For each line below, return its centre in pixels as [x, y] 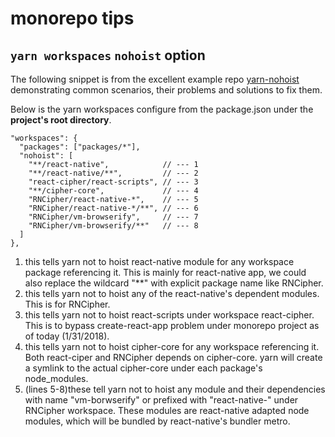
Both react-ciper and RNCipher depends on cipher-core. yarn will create [173, 357]
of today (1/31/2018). [67, 336]
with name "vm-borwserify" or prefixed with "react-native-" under [161, 400]
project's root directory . [61, 120]
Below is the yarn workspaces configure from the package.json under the [162, 109]
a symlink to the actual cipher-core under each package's [143, 368]
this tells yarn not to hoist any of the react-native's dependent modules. [172, 293]
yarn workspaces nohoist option [108, 55]
